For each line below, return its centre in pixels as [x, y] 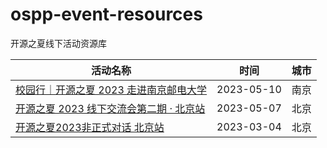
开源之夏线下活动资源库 [58, 43]
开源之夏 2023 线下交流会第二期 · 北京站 [110, 108]
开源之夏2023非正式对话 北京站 [90, 127]
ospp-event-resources [106, 14]
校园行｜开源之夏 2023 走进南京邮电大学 [111, 90]
